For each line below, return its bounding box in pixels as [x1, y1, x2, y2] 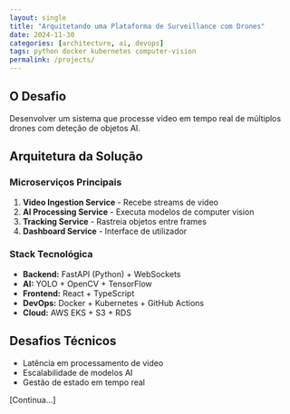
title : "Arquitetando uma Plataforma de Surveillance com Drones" [9, 22, 266, 31]
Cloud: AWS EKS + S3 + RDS [22, 307, 131, 318]
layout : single [9, 13, 67, 23]
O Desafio [9, 89, 66, 104]
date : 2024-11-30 [9, 30, 75, 39]
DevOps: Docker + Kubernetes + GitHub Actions [22, 297, 205, 308]
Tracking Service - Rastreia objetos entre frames [22, 216, 207, 226]
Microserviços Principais [9, 176, 122, 188]
